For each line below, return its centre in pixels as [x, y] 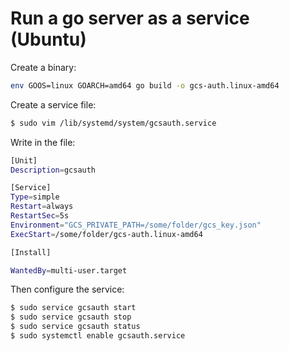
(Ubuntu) [48, 39]
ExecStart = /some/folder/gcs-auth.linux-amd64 [106, 234]
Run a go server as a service [130, 18]
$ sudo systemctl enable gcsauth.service [98, 336]
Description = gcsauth [53, 170]
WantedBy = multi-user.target [69, 270]
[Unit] [24, 160]
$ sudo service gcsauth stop [71, 317]
